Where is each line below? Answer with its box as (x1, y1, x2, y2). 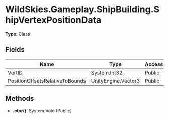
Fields (5, 45, 25, 54)
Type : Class (5, 31, 30, 37)
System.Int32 (91, 69, 123, 76)
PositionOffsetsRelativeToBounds (8, 77, 87, 84)
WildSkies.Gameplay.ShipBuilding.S (5, 4, 160, 15)
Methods (5, 94, 34, 103)
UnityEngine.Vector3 (91, 77, 140, 84)
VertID (8, 69, 23, 76)
